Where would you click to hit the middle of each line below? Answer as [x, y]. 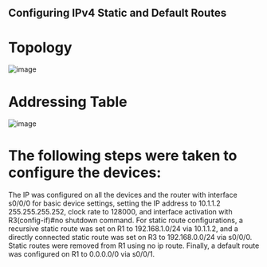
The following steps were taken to [123, 156]
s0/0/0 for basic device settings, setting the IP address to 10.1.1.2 [114, 203]
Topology [40, 47]
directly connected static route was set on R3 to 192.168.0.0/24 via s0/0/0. [130, 238]
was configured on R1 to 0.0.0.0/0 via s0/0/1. [82, 254]
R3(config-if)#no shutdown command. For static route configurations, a [126, 220]
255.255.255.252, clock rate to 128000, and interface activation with [120, 212]
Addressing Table [68, 102]
